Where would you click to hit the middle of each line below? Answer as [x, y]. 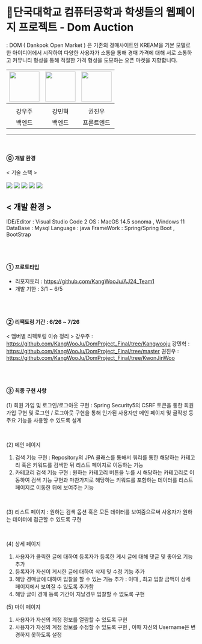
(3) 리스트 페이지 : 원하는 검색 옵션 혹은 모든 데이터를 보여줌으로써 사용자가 [94, 512]
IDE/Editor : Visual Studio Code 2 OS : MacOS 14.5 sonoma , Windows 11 [96, 221]
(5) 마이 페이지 [23, 607]
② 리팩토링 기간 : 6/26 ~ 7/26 [43, 321]
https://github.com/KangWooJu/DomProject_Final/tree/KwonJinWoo [91, 358]
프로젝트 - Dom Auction [76, 27]
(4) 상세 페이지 [23, 544]
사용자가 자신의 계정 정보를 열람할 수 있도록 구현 [71, 619]
